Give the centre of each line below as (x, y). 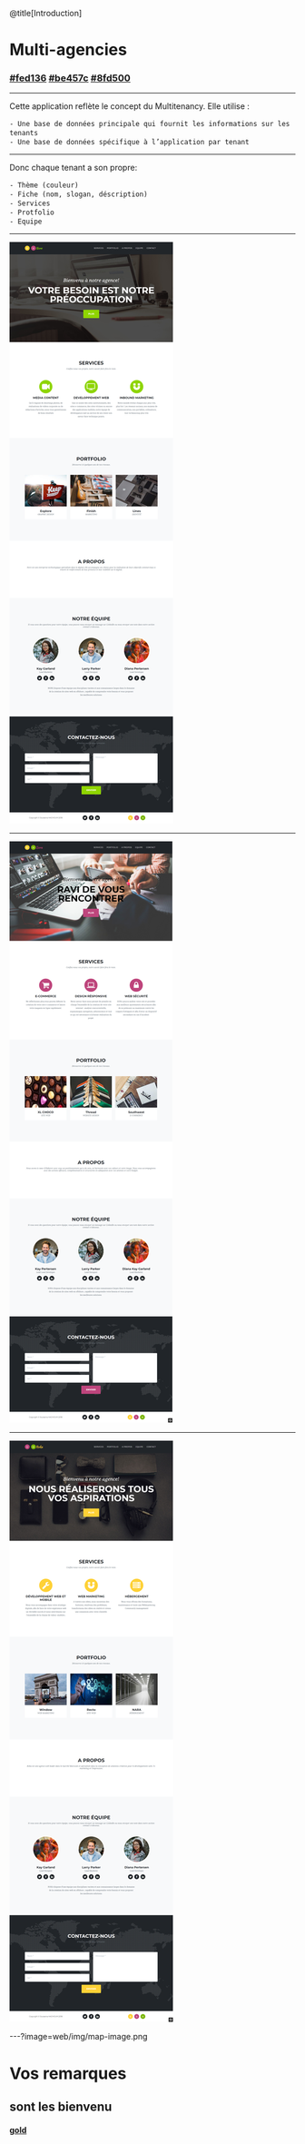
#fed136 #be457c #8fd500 (70, 78)
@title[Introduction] (46, 13)
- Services (30, 203)
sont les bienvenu (61, 2107)
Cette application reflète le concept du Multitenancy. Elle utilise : (129, 106)
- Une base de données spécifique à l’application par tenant (129, 143)
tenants (24, 133)
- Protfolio (32, 212)
